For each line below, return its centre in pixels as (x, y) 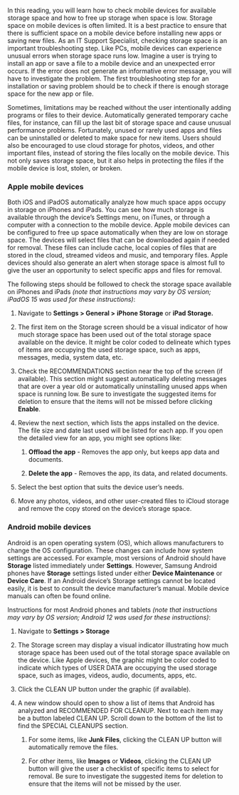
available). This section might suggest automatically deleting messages (122, 379)
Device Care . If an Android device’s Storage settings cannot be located (111, 580)
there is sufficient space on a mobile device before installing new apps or (115, 33)
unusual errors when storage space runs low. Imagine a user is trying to (112, 56)
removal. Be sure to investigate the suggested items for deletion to (126, 776)
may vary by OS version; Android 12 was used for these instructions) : (109, 617)
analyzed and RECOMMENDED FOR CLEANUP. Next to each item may (120, 710)
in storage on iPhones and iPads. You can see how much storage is (106, 210)
